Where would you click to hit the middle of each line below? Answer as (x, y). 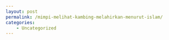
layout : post (22, 11)
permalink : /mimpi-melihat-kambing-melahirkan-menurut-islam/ (84, 17)
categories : (20, 22)
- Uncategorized (37, 28)
